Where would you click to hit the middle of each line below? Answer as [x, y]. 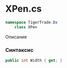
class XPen [26, 27]
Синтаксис [20, 50]
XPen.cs [24, 9]
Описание [16, 37]
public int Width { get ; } [34, 60]
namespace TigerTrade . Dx [31, 22]
